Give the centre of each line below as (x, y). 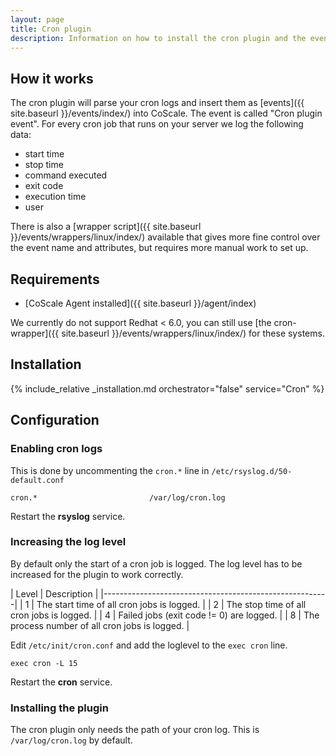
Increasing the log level (68, 542)
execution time (55, 197)
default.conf (37, 480)
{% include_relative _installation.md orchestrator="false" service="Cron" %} (167, 388)
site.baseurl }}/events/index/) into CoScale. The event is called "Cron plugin (166, 113)
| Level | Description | (54, 593)
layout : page (37, 19)
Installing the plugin (59, 708)
